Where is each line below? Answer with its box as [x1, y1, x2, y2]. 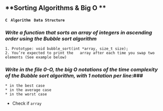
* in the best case [5, 83, 45, 89]
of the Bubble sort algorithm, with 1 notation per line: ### [5, 72, 143, 79]
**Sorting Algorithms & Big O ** [5, 4, 107, 12]
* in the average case [5, 88, 52, 92]
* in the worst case [5, 92, 48, 97]
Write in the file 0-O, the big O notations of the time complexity [5, 66, 158, 73]
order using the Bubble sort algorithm [5, 35, 97, 42]
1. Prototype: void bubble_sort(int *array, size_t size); [5, 46, 129, 51]
